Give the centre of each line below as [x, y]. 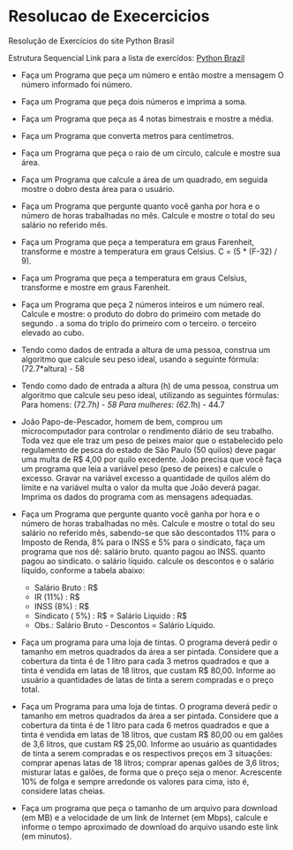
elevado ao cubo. [53, 333]
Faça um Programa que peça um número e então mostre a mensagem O [152, 75]
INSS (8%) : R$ [62, 606]
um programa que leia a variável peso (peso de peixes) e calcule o [142, 468]
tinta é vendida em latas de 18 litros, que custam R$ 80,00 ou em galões [152, 734]
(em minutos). [46, 836]
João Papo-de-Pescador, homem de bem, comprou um [122, 421]
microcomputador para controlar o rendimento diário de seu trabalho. [147, 431]
